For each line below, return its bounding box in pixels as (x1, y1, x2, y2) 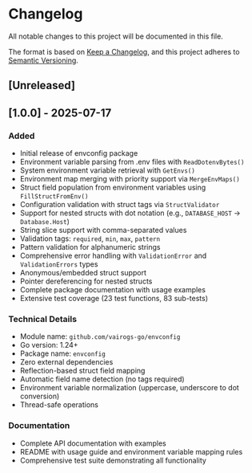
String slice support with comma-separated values (19, 226, 187, 235)
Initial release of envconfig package (19, 149, 138, 158)
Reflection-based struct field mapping (19, 366, 146, 376)
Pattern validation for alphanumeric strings (19, 243, 161, 252)
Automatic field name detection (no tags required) (19, 374, 186, 384)
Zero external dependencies (19, 357, 114, 367)
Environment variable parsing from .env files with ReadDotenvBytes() (19, 157, 245, 167)
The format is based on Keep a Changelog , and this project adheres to (8, 47, 240, 56)
